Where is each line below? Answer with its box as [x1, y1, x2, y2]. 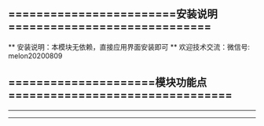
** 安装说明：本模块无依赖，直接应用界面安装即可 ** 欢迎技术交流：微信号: [8, 42, 250, 51]
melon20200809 [8, 50, 63, 61]
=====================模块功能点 [8, 76, 207, 89]
